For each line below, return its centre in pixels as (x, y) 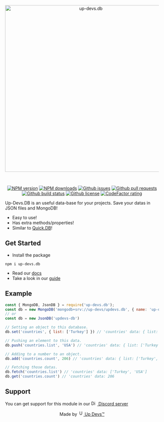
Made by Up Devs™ (82, 414)
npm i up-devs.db (23, 264)
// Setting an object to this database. (47, 327)
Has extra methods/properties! (43, 223)
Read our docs (27, 273)
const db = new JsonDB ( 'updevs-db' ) (42, 318)
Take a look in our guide (36, 278)
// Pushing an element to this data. (43, 340)
